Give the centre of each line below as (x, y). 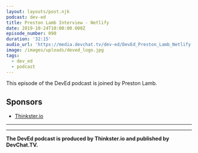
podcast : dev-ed (26, 17)
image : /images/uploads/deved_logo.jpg (55, 50)
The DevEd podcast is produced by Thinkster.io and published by (88, 139)
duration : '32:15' (29, 39)
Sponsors (24, 102)
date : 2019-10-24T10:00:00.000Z (46, 28)
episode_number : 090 (32, 34)
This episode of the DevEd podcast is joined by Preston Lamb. (82, 83)
